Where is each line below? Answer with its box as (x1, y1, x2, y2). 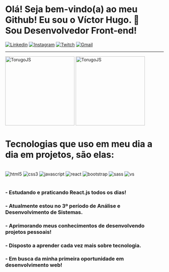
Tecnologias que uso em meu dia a (5, 138, 152, 150)
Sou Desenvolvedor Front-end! (5, 25, 137, 36)
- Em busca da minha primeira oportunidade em (5, 255, 124, 262)
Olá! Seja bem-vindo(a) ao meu (5, 4, 138, 15)
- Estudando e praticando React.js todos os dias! (5, 189, 127, 196)
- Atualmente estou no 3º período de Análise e (5, 202, 121, 209)
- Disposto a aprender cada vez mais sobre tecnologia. (5, 242, 142, 249)
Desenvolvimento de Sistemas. (5, 209, 83, 216)
